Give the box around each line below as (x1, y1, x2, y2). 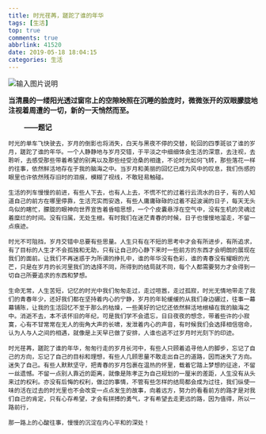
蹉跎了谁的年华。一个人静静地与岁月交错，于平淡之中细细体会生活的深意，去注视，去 (19, 148, 256, 156)
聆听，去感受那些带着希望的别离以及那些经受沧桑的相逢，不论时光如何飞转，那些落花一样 (8, 156, 256, 164)
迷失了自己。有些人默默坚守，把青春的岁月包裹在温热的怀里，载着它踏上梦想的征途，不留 (8, 361, 256, 369)
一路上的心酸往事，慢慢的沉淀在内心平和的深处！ (13, 418, 150, 427)
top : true (8, 26, 41, 34)
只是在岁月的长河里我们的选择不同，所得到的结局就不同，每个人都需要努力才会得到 (19, 263, 250, 271)
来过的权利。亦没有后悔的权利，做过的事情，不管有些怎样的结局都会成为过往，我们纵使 (8, 378, 250, 386)
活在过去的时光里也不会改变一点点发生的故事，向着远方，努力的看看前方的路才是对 (19, 386, 250, 394)
